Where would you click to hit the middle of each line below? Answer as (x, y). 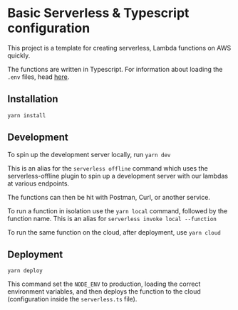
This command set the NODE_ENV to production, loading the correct (104, 284)
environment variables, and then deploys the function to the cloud (104, 292)
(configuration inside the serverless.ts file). (72, 299)
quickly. (19, 55)
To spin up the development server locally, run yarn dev (89, 154)
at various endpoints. (38, 183)
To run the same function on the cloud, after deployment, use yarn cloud (114, 232)
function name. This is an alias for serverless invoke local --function (112, 218)
